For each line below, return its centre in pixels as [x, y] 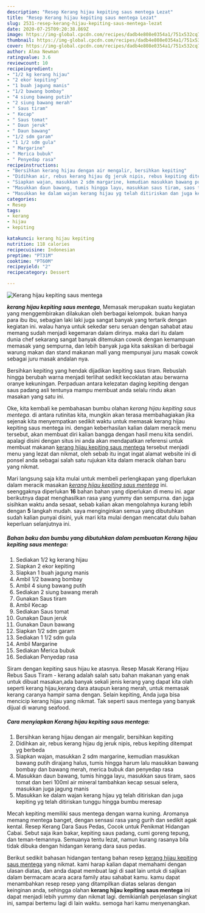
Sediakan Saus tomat [42, 611]
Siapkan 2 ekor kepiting [45, 566]
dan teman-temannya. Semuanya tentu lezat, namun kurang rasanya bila [98, 839]
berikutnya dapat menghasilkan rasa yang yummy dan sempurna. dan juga [100, 498]
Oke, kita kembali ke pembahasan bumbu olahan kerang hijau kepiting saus [102, 408]
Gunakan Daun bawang [45, 624]
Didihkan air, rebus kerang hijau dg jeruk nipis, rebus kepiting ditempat [104, 743]
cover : [15, 46]
